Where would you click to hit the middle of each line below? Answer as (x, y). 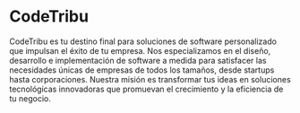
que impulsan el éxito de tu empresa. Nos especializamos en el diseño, (140, 50)
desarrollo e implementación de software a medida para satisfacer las (138, 60)
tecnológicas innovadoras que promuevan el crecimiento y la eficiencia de (146, 89)
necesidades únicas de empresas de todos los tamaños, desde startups (142, 70)
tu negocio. (30, 98)
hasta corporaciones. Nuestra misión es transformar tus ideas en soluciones (150, 79)
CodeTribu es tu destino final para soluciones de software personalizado (143, 41)
